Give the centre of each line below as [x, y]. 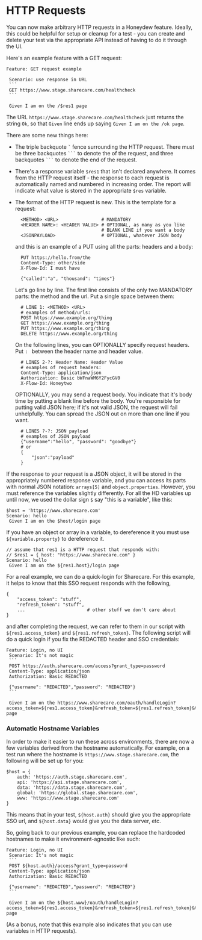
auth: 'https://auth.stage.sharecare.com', [72, 777]
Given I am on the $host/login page [55, 521]
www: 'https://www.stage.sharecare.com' [68, 798]
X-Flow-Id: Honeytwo [46, 383]
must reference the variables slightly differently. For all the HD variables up [99, 493]
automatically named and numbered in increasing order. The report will [103, 184]
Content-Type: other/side [53, 263]
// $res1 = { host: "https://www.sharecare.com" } [71, 555]
